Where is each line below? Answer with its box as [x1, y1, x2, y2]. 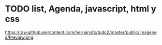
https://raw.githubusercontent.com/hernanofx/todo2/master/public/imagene [5, 29, 157, 35]
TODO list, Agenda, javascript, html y [5, 3, 156, 14]
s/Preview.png [5, 34, 34, 40]
